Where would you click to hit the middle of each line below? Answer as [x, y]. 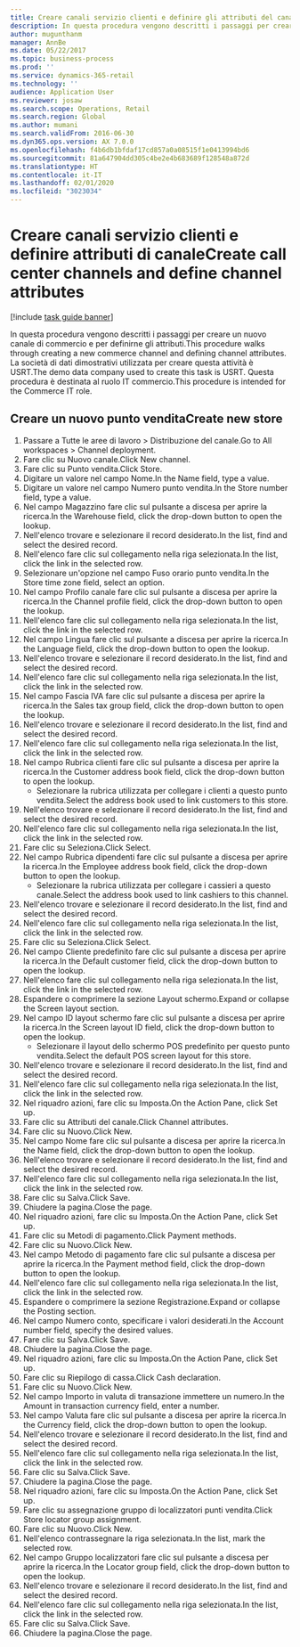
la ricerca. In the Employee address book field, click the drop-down [145, 866]
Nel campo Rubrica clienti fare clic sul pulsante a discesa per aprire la [151, 762]
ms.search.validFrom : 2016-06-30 [72, 134]
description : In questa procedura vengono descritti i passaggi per [140, 26]
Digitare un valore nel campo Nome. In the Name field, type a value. [146, 478]
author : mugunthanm [46, 34]
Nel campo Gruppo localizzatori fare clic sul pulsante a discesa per [146, 1557]
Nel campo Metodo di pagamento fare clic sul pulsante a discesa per [149, 1254]
